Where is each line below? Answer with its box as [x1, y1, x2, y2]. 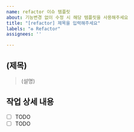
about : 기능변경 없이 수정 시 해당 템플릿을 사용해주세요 [6, 14, 129, 20]
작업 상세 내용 [6, 97, 54, 107]
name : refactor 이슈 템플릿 [6, 8, 71, 15]
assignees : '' [6, 31, 42, 37]
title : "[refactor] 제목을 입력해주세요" [6, 20, 101, 26]
